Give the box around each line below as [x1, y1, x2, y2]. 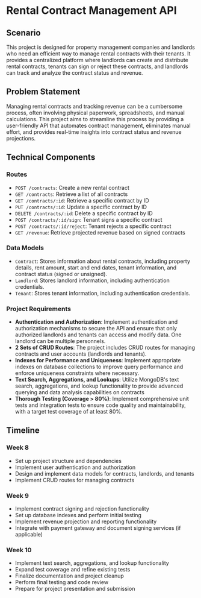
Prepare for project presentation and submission [14, 585, 135, 593]
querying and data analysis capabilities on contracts [14, 389, 144, 396]
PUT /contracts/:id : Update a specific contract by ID [14, 203, 147, 210]
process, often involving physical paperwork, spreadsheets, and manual [6, 109, 185, 116]
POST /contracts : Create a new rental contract [14, 184, 129, 191]
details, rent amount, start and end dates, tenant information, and [14, 263, 176, 271]
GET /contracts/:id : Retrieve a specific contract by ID [14, 197, 149, 204]
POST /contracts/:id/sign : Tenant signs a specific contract [14, 216, 162, 223]
